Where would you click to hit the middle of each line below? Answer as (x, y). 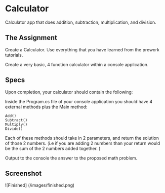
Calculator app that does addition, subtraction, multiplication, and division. (81, 22)
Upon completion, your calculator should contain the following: (69, 92)
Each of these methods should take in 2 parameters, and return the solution (82, 138)
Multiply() (16, 124)
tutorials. (14, 55)
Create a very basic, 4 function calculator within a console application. (77, 64)
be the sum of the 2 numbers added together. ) (53, 148)
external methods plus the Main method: (46, 107)
